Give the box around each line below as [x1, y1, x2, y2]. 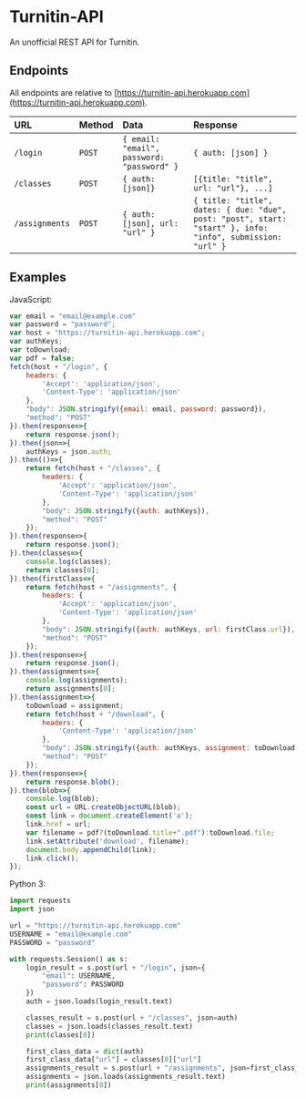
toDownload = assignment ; [25, 701, 125, 710]
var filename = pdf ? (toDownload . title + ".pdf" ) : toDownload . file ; [25, 827, 275, 837]
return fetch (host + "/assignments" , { [25, 582, 178, 591]
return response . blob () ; [25, 777, 120, 786]
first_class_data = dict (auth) [25, 1046, 145, 1056]
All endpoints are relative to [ [9, 87, 117, 98]
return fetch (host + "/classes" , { [25, 464, 161, 473]
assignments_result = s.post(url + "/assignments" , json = [25, 1063, 250, 1073]
